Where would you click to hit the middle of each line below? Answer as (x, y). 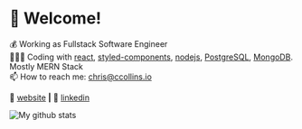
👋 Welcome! (56, 18)
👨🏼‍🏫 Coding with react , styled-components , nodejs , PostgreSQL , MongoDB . (151, 57)
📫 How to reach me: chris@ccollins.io (80, 77)
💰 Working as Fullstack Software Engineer (89, 43)
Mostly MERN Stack (47, 66)
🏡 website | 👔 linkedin (50, 97)
